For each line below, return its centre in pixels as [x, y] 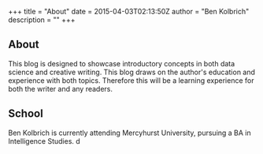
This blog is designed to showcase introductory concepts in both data [122, 63]
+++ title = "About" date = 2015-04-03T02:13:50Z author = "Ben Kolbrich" [129, 11]
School [26, 114]
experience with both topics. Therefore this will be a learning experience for [131, 80]
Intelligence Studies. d [44, 141]
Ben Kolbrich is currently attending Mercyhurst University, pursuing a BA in [130, 133]
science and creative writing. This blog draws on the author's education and [132, 72]
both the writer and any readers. [60, 88]
